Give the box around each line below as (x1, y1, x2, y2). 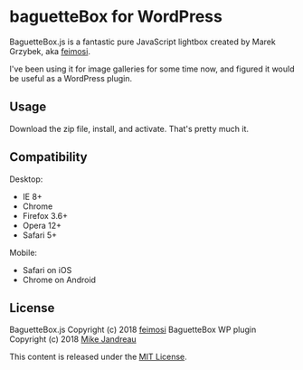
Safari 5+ (22, 229, 57, 241)
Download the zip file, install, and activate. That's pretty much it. (9, 123, 250, 134)
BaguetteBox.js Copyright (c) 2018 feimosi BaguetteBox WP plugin (9, 324, 257, 336)
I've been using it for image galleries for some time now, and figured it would (9, 63, 295, 74)
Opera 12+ (22, 220, 62, 231)
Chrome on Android (22, 274, 97, 285)
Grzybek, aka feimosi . (9, 45, 90, 56)
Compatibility (9, 149, 88, 165)
